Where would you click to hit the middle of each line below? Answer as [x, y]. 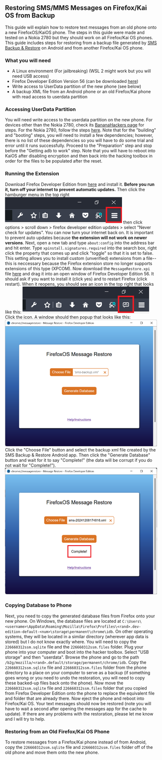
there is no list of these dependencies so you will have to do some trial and [79, 141]
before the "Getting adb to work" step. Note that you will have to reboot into [80, 151]
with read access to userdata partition [50, 97]
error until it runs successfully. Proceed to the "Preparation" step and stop [79, 146]
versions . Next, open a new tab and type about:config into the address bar [80, 243]
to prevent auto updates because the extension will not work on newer [76, 238]
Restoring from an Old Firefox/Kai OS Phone [57, 731]
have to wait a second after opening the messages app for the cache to [76, 709]
